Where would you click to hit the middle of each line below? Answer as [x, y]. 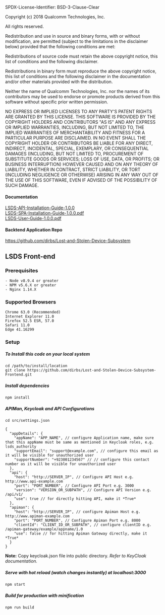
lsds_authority [21, 447]
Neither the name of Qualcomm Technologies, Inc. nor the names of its [78, 91]
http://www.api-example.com [34, 481]
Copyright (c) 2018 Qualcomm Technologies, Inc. [55, 17]
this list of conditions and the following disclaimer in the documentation [78, 76]
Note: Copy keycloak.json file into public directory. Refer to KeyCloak [76, 556]
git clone [15, 370]
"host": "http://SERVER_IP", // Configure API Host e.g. [74, 477]
